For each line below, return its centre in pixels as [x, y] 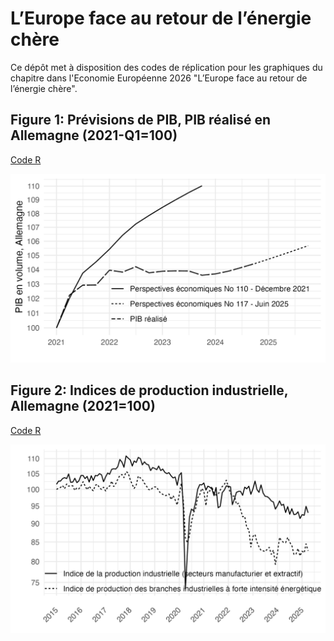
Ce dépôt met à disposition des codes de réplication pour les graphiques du [166, 67]
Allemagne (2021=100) [83, 406]
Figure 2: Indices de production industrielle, [149, 390]
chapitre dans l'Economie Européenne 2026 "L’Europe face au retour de [159, 78]
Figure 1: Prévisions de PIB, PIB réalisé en [141, 120]
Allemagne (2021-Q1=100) [94, 135]
